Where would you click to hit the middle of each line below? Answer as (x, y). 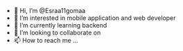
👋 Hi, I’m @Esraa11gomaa (50, 11)
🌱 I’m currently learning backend (60, 25)
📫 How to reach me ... (46, 40)
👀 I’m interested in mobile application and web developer (95, 18)
